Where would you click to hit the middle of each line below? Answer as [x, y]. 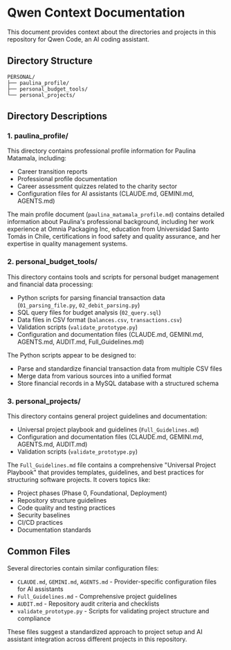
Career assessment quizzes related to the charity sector [97, 186]
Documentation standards [54, 530]
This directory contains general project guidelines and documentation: [107, 416]
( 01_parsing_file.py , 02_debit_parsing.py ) [78, 305]
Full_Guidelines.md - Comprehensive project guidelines [97, 596]
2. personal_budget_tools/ [53, 262]
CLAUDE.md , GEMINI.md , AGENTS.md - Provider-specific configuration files [117, 582]
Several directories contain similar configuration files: [83, 568]
